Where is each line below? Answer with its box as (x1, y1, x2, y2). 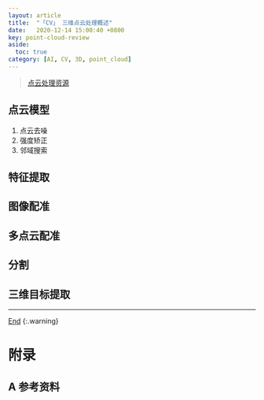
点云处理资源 (27, 78, 69, 87)
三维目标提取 (8, 287, 71, 301)
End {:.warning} (8, 317, 59, 326)
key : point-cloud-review (8, 33, 90, 42)
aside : (8, 41, 30, 49)
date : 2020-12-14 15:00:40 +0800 (8, 26, 125, 34)
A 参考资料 (8, 380, 60, 394)
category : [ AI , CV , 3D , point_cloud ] (8, 56, 132, 64)
